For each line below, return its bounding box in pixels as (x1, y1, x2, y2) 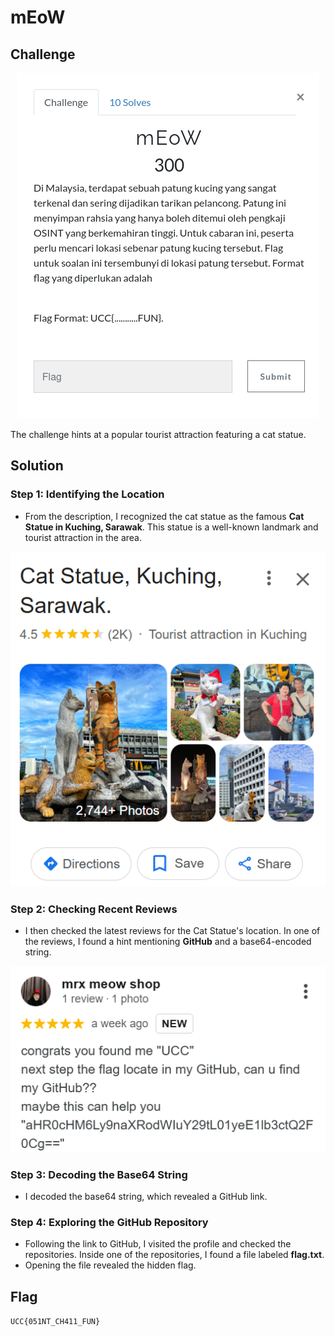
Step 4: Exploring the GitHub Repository (10, 1216, 209, 1230)
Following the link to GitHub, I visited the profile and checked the (24, 1238, 292, 1250)
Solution (10, 457, 64, 475)
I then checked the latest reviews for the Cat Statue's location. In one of (24, 925, 321, 937)
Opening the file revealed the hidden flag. (24, 1259, 197, 1271)
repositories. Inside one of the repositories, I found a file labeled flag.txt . (24, 1249, 325, 1261)
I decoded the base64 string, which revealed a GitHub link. (24, 1191, 268, 1203)
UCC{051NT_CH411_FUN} (10, 1317, 101, 1327)
